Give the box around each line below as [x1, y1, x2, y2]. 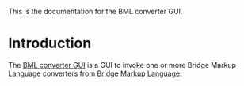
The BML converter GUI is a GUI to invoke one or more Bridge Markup [8, 60, 236, 69]
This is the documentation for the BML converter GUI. [8, 7, 183, 16]
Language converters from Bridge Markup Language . [8, 69, 182, 78]
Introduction [8, 35, 92, 52]
